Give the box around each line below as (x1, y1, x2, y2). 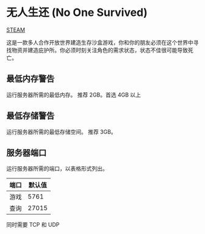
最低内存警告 (6, 74, 55, 84)
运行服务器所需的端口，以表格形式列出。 (6, 165, 108, 172)
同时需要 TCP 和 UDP (6, 221, 60, 229)
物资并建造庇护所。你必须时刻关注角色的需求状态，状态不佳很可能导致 (11, 46, 188, 54)
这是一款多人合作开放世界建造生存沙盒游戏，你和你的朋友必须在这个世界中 (6, 38, 193, 46)
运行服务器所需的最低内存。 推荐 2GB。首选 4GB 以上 (6, 91, 142, 98)
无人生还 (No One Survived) (6, 5, 148, 20)
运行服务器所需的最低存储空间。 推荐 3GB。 (6, 128, 117, 135)
